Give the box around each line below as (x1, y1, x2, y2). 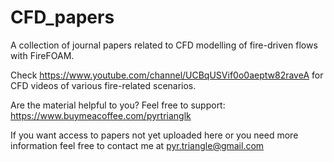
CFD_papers (10, 6, 115, 29)
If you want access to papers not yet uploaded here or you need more (10, 129, 299, 141)
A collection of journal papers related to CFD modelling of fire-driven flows (10, 39, 318, 51)
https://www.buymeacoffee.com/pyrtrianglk (10, 109, 192, 121)
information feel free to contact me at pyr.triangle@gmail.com (10, 139, 265, 151)
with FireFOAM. (10, 49, 75, 61)
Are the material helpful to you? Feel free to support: (10, 99, 226, 111)
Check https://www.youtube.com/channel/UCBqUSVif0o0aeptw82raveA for (10, 69, 324, 81)
